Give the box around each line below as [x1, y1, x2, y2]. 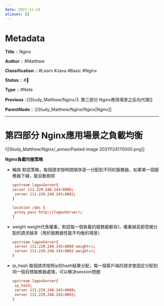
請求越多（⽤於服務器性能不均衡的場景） [20, 230, 102, 236]
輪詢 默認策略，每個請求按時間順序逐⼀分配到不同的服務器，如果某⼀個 [12, 167, 155, 173]
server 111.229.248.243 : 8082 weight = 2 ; [14, 249, 96, 254]
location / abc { [12, 205, 45, 210]
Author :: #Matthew [5, 58, 45, 64]
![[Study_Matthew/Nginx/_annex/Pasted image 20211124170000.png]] [5, 146, 145, 152]
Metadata [5, 33, 45, 44]
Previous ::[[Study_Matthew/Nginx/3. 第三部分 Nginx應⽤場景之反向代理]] [5, 97, 153, 103]
